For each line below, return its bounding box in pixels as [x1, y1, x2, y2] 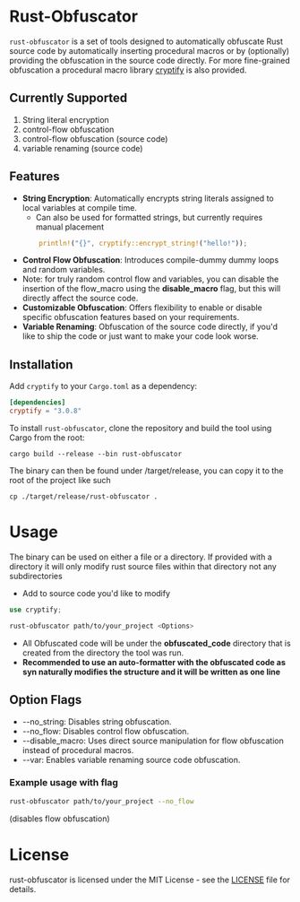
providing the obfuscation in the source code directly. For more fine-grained [9, 55, 291, 65]
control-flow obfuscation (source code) [21, 133, 168, 144]
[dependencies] [9, 398, 66, 407]
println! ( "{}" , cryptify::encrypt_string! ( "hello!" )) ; [39, 239, 248, 247]
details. [9, 883, 37, 894]
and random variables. [21, 265, 106, 275]
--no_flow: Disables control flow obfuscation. [21, 725, 190, 736]
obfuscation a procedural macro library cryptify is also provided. [9, 65, 247, 75]
